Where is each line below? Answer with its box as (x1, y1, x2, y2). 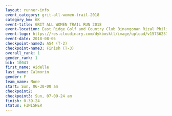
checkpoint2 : (5, 88, 33, 94)
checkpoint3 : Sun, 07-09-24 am (5, 93, 72, 99)
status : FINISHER (5, 103, 42, 108)
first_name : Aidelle (5, 65, 50, 70)
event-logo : (5, 31, 31, 36)
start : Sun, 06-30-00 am (5, 84, 58, 89)
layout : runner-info (5, 7, 50, 13)
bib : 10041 (5, 60, 29, 65)
